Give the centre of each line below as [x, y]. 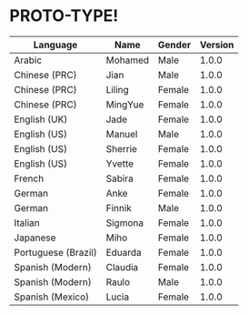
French [29, 178]
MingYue [125, 104]
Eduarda [124, 252]
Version [217, 45]
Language [55, 45]
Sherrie [122, 148]
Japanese [35, 238]
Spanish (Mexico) [51, 297]
